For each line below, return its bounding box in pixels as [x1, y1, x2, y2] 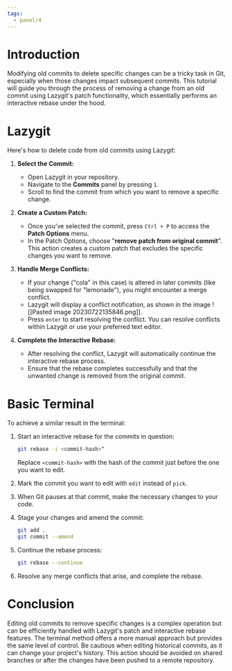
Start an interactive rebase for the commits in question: [17, 432, 175, 441]
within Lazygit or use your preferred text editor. [27, 323, 163, 331]
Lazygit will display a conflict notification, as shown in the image [27, 300, 211, 309]
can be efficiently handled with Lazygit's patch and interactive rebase [7, 626, 206, 635]
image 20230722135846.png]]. [53, 308, 143, 316]
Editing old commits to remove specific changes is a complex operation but [7, 619, 222, 627]
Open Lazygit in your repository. [27, 173, 120, 181]
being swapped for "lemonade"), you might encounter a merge [27, 286, 207, 294]
